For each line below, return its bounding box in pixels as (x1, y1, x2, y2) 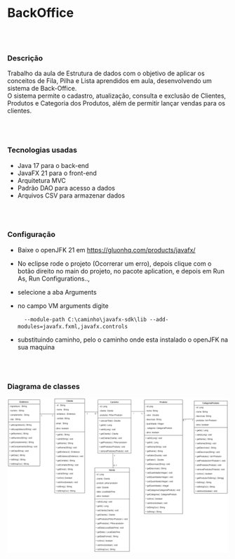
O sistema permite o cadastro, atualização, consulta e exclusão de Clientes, (7, 91, 227, 100)
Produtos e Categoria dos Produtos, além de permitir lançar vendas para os (7, 99, 226, 108)
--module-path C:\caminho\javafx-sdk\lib (24, 316, 147, 323)
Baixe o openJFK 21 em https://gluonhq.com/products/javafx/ (17, 245, 196, 254)
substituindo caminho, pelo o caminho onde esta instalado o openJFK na (17, 335, 229, 344)
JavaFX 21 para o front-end (17, 169, 97, 177)
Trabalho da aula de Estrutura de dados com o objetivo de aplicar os (7, 69, 205, 78)
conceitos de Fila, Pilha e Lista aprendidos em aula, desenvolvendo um (7, 77, 213, 85)
